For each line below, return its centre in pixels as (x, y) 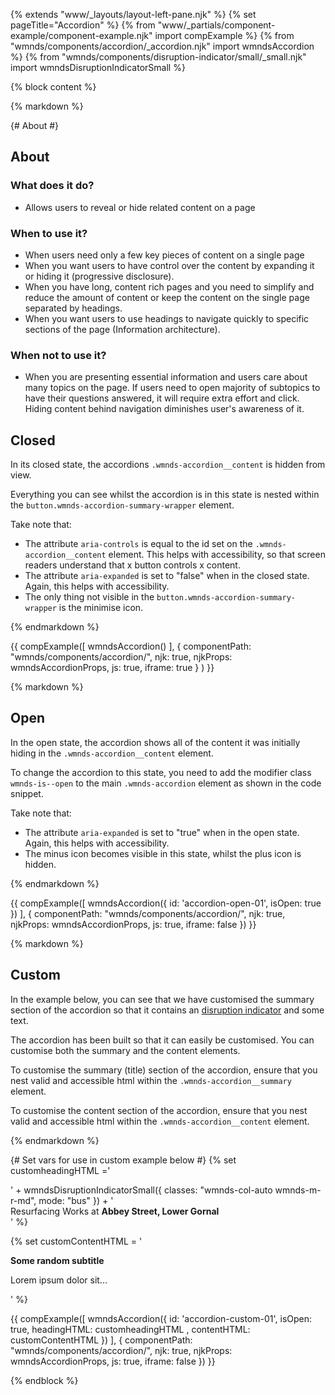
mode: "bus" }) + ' (76, 1200)
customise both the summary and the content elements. (125, 1050)
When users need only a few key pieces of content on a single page (164, 255)
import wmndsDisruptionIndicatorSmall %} (98, 67)
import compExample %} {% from (224, 35)
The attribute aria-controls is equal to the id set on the (138, 544)
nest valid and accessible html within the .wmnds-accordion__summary (151, 1080)
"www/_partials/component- (216, 25)
